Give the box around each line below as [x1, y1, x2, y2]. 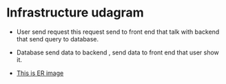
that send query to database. [16, 34, 99, 43]
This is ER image [16, 69, 64, 77]
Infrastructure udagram [6, 5, 144, 21]
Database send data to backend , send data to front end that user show [16, 48, 220, 56]
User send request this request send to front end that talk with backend [16, 28, 220, 36]
